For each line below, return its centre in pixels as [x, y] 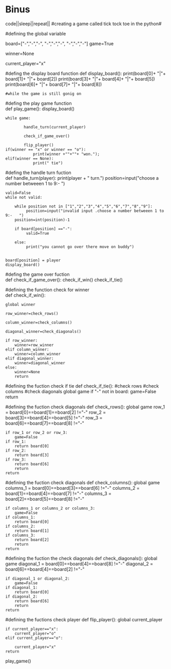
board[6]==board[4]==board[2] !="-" [45, 569]
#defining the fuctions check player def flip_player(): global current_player [84, 619]
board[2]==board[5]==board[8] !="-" [45, 499]
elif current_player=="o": [34, 638]
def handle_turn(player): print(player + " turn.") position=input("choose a [82, 178]
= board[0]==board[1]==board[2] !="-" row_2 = [56, 412]
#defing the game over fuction [37, 274]
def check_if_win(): [25, 295]
